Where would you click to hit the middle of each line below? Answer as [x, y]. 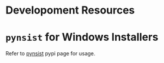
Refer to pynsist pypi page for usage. [50, 54]
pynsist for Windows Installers [82, 37]
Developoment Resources [70, 10]
